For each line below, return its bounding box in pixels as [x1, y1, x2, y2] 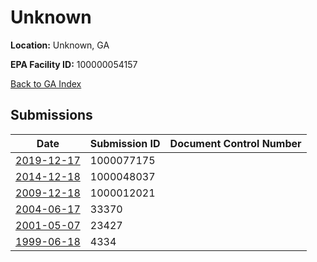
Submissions [10, 107, 93, 124]
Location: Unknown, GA [10, 39, 110, 51]
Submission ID [89, 136, 161, 150]
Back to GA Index [10, 77, 82, 90]
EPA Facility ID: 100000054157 [10, 58, 138, 70]
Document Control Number [169, 136, 302, 150]
